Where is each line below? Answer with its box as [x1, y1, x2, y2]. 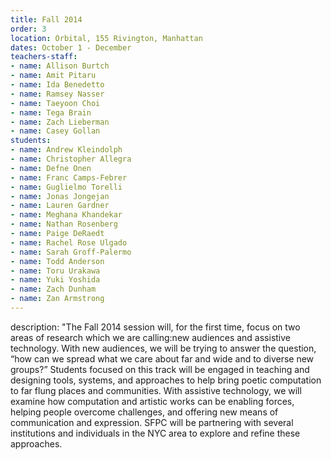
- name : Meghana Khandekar [10, 210, 123, 220]
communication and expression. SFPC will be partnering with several [10, 416, 294, 428]
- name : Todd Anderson [10, 256, 105, 266]
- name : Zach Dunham [10, 284, 97, 295]
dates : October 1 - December [10, 42, 132, 53]
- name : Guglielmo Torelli [10, 182, 123, 192]
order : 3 [10, 24, 47, 34]
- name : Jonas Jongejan [10, 191, 110, 201]
